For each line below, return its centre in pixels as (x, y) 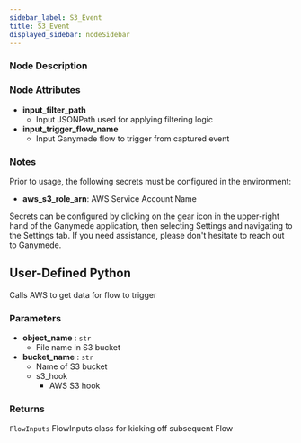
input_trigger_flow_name (70, 129)
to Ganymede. (35, 245)
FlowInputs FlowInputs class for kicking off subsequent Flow (121, 429)
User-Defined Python (71, 273)
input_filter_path (54, 110)
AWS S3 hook (75, 385)
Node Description (49, 66)
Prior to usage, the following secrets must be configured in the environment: (150, 181)
